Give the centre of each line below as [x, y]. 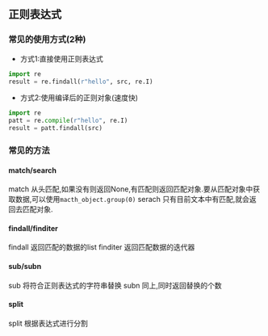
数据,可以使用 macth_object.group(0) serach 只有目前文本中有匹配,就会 [132, 199]
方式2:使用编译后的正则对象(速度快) [79, 98]
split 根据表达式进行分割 [48, 323]
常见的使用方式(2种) [47, 40]
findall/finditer [33, 228]
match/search [33, 170]
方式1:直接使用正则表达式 [61, 58]
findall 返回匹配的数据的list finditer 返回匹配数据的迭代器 [102, 247]
